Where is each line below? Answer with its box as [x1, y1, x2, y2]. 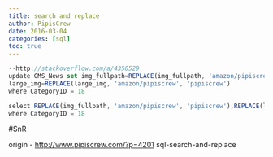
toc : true [8, 42, 42, 50]
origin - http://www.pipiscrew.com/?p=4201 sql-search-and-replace [8, 140, 237, 150]
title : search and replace [8, 11, 100, 20]
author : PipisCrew [8, 20, 71, 28]
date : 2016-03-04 [8, 27, 67, 35]
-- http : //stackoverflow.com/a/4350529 [8, 64, 140, 73]
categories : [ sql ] [8, 34, 71, 43]
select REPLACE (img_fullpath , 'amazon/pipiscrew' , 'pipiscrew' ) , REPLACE [8, 102, 260, 110]
